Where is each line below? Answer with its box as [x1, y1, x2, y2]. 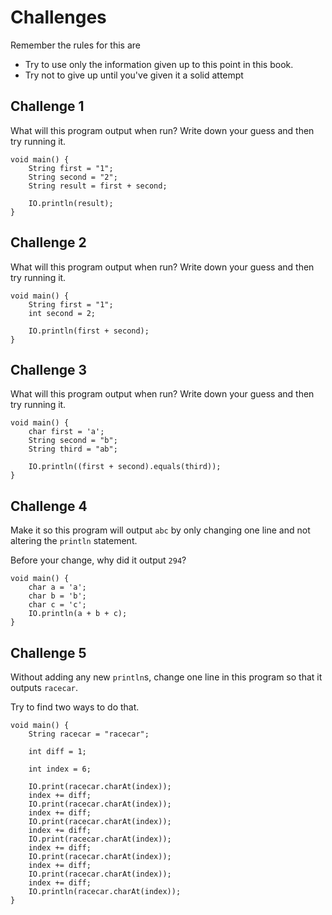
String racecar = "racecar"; [28, 729, 150, 739]
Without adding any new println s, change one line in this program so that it [10, 671, 323, 683]
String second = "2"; [28, 172, 118, 182]
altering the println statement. [10, 535, 138, 547]
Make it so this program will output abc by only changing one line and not [10, 524, 311, 536]
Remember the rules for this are [10, 39, 141, 51]
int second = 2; [28, 308, 97, 318]
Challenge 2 [10, 234, 87, 251]
